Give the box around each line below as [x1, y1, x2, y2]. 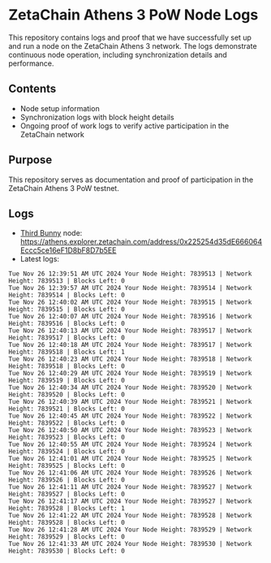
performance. [8, 58, 54, 68]
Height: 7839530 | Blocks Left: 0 [8, 547, 126, 556]
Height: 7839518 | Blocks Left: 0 [8, 362, 126, 370]
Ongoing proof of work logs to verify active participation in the [19, 120, 230, 131]
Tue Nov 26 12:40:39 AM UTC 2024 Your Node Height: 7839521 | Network [8, 398, 252, 406]
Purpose [8, 153, 53, 167]
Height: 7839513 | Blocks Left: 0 [8, 277, 126, 285]
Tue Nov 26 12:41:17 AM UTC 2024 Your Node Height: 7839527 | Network [8, 497, 252, 505]
